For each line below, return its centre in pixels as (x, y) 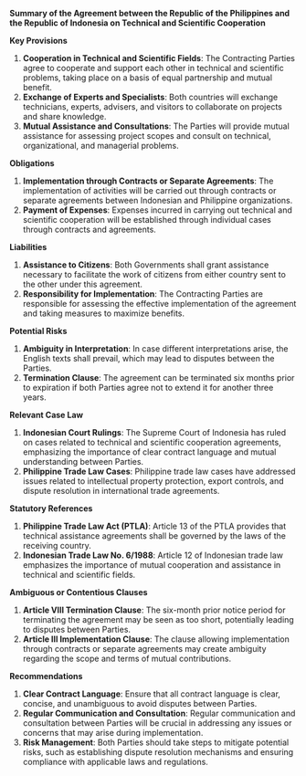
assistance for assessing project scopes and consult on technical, (147, 136)
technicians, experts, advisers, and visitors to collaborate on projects (153, 107)
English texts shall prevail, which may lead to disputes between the (148, 358)
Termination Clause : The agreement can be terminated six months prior (158, 378)
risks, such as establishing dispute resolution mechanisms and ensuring (158, 752)
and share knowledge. (64, 116)
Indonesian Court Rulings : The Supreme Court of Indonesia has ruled (154, 432)
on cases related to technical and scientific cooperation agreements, (152, 442)
